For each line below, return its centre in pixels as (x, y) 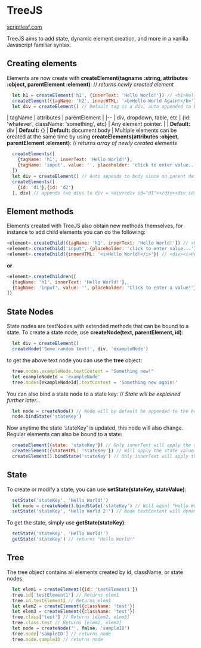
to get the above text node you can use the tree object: (75, 360)
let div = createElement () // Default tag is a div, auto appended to (102, 106)
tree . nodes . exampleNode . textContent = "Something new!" (83, 371)
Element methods (40, 212)
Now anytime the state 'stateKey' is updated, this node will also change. (95, 428)
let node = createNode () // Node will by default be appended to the (100, 411)
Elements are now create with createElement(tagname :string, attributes (98, 78)
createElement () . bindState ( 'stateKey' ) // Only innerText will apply (100, 456)
